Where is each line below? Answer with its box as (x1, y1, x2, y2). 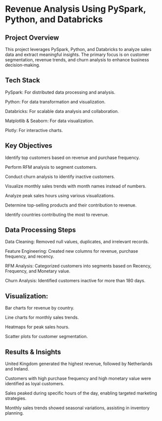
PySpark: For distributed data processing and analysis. (5, 89, 116, 95)
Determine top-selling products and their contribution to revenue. (5, 202, 137, 208)
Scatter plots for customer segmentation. (5, 334, 88, 340)
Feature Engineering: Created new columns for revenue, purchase (5, 248, 139, 254)
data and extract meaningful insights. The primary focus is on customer (5, 52, 149, 57)
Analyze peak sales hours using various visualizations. (5, 192, 115, 198)
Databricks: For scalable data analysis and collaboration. (5, 108, 119, 114)
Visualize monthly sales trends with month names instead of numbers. (5, 183, 147, 189)
